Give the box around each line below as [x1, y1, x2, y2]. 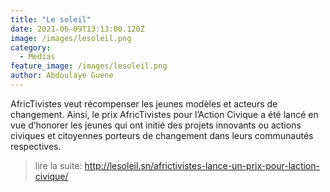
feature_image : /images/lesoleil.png [10, 61, 168, 71]
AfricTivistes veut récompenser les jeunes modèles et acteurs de [10, 97, 278, 110]
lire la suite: [34, 159, 83, 171]
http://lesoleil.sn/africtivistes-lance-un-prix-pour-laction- [84, 159, 320, 171]
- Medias [19, 52, 56, 62]
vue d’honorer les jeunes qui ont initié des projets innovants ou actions [10, 119, 302, 131]
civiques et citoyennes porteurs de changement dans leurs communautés [10, 129, 314, 141]
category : [10, 42, 52, 53]
